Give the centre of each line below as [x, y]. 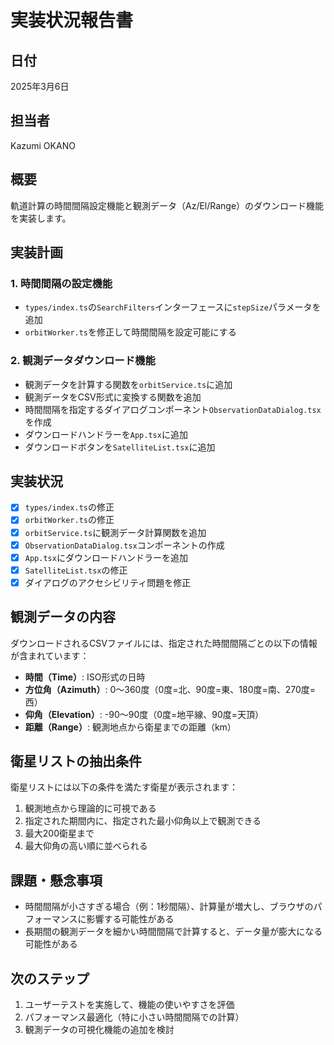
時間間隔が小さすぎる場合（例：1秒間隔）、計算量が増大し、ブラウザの [169, 907]
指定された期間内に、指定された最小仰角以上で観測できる [143, 821]
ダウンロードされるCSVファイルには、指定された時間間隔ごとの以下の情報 [164, 643]
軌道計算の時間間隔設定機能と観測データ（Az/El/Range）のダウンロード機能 [167, 205]
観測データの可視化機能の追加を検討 [99, 1030]
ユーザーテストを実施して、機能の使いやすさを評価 [129, 1005]
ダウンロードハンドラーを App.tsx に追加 [106, 434]
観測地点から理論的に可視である [90, 808]
